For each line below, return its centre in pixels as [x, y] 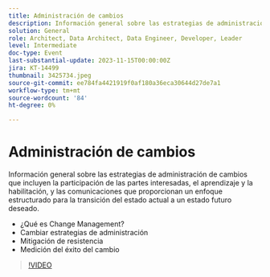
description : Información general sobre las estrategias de [111, 23]
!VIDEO [40, 265]
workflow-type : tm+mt [45, 90]
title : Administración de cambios [66, 16]
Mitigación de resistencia [61, 241]
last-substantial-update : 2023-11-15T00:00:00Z [90, 61]
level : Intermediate [43, 46]
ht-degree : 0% [32, 105]
